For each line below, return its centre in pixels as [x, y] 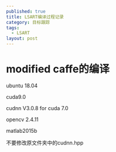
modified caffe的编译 [58, 69]
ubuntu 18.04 [22, 86]
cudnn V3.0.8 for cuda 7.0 [37, 108]
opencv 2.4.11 [23, 119]
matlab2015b [22, 130]
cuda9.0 [16, 97]
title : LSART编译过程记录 [35, 17]
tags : [13, 28]
